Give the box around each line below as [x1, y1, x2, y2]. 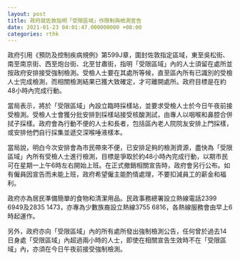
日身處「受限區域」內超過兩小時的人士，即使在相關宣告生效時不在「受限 [7, 236, 220, 244]
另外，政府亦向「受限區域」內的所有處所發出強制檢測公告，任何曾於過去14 [7, 227, 227, 236]
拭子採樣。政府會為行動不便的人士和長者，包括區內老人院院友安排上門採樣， [7, 119, 233, 128]
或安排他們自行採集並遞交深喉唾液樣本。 [7, 128, 126, 137]
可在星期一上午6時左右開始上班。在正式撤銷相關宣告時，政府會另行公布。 [7, 161, 224, 170]
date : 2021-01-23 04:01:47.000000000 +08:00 [7, 24, 142, 31]
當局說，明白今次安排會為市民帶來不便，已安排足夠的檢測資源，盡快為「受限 [7, 143, 233, 152]
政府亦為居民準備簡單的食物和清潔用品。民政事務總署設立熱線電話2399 [7, 194, 217, 203]
